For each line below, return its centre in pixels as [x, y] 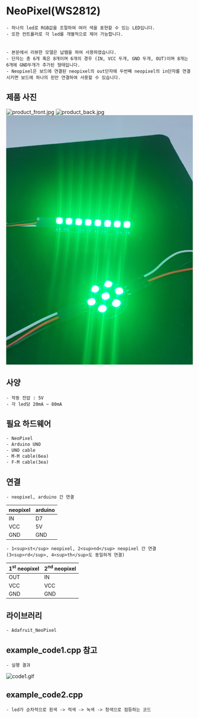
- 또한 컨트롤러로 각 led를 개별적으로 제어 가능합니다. [65, 34]
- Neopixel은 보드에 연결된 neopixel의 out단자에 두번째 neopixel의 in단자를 [93, 71]
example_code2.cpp [45, 695]
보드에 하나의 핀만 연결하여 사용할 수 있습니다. [70, 78]
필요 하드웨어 [29, 424]
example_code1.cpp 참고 [52, 650]
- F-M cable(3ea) [28, 462]
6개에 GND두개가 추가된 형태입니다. [43, 65]
